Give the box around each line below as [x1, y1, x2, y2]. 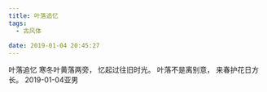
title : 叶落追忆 [8, 11, 59, 20]
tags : [8, 19, 27, 27]
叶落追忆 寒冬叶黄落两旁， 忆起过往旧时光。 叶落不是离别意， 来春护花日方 [8, 65, 259, 75]
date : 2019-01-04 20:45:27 [8, 42, 100, 50]
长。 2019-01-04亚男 [8, 75, 79, 85]
